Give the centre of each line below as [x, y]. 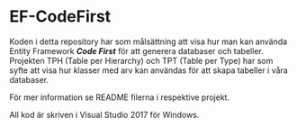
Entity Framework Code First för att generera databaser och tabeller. [136, 50]
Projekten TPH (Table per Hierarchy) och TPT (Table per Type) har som [141, 60]
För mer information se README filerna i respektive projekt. [120, 97]
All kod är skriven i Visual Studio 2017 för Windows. [104, 114]
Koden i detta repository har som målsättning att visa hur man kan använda [148, 41]
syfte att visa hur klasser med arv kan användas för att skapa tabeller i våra [148, 70]
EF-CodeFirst [60, 17]
